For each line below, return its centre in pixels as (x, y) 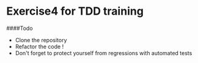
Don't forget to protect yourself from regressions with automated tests (104, 53)
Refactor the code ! (39, 46)
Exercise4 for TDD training (75, 11)
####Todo (20, 28)
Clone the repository (41, 40)
